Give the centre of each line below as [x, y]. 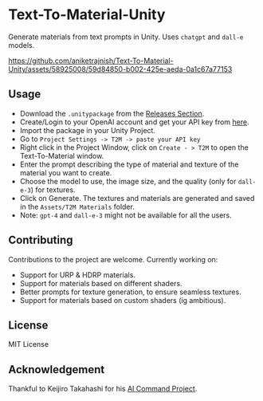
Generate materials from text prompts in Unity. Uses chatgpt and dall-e [126, 37]
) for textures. [53, 190]
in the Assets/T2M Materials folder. [77, 206]
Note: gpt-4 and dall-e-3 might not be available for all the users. [126, 215]
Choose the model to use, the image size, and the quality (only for [128, 181]
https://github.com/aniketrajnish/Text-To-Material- [91, 61]
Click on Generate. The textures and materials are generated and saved [137, 198]
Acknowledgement [57, 370]
